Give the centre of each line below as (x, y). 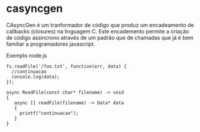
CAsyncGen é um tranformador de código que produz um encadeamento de (100, 25)
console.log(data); (36, 77)
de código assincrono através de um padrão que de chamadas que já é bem (100, 37)
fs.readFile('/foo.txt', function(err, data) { (67, 66)
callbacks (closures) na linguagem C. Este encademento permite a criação (98, 31)
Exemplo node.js (27, 55)
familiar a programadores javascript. (51, 44)
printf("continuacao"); (49, 113)
